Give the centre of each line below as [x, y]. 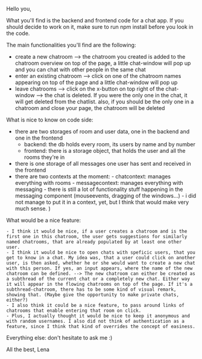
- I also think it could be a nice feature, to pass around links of [96, 305]
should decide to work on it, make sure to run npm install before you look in [100, 27]
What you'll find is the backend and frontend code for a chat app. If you [95, 20]
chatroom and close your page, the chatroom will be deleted [90, 108]
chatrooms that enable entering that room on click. [74, 311]
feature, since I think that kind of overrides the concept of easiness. [101, 326]
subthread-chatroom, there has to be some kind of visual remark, [91, 289]
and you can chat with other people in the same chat [80, 70]
